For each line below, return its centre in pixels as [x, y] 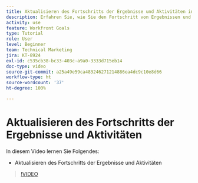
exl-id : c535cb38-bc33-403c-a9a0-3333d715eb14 [64, 61]
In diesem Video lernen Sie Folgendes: [53, 151]
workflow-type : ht [29, 77]
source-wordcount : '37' [35, 83]
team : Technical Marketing [39, 50]
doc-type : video [26, 66]
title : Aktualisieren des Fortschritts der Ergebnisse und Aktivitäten [96, 11]
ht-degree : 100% [26, 88]
